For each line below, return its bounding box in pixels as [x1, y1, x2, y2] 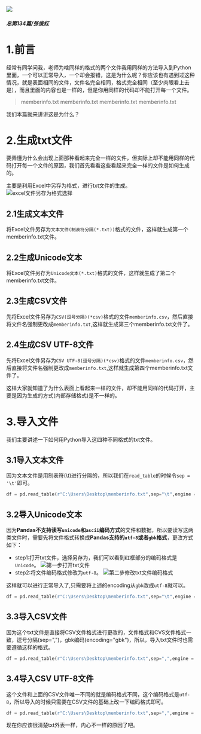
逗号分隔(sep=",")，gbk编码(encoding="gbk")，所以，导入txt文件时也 [16, 636, 188, 643]
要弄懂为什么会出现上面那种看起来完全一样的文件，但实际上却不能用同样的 [6, 154, 190, 161]
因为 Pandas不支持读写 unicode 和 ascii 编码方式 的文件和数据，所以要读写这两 [6, 527, 194, 534]
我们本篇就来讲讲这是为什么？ [6, 111, 80, 118]
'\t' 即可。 [6, 479, 33, 487]
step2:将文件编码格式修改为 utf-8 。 [14, 569, 102, 576]
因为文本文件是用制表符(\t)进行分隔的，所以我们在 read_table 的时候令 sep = [6, 472, 190, 479]
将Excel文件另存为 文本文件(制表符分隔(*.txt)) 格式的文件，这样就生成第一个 [6, 226, 188, 233]
